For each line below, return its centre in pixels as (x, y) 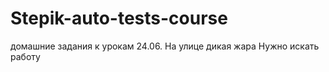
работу (25, 56)
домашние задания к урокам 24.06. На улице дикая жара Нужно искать (165, 46)
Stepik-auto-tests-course (119, 18)
